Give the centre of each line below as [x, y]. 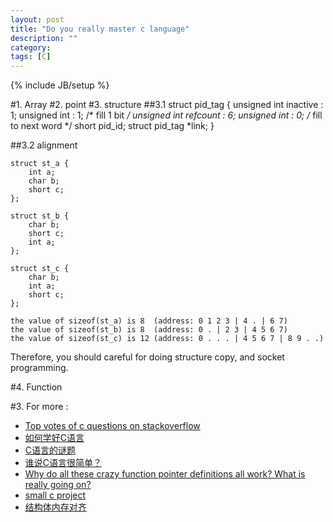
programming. [39, 368]
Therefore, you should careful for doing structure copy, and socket [147, 357]
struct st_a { [40, 164]
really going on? [58, 485]
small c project [55, 495]
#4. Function [36, 387]
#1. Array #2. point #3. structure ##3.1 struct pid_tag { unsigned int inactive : [167, 105]
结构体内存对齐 [55, 507]
